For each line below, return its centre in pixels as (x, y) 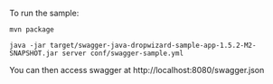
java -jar (28, 45)
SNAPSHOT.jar (34, 53)
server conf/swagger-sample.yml (122, 53)
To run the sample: (44, 13)
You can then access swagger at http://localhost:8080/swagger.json (137, 70)
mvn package (32, 30)
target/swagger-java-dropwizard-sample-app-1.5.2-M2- (153, 45)
